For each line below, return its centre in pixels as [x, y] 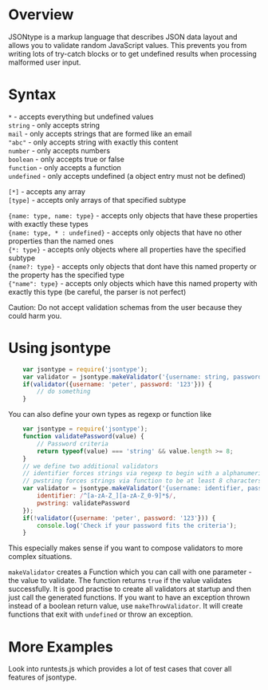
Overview [41, 15]
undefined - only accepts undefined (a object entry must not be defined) [127, 176]
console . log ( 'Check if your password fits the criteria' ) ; [137, 525]
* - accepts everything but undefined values [81, 117]
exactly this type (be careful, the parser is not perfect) [97, 291]
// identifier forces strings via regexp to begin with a [121, 474]
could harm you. [35, 315]
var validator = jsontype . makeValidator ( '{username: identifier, [134, 489]
